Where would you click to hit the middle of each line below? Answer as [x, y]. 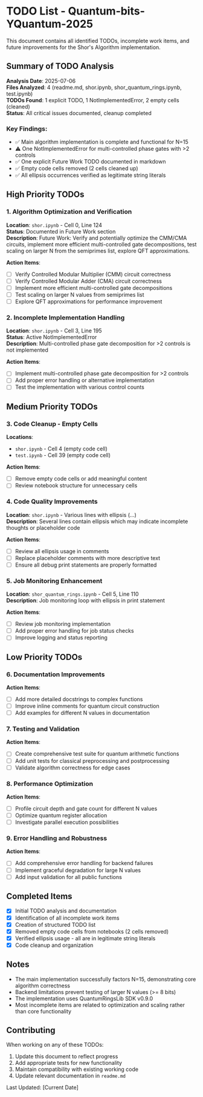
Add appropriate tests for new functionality [69, 1063]
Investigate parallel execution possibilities [67, 822]
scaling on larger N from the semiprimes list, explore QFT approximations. [98, 251]
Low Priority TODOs [44, 657]
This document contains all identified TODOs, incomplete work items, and [98, 41]
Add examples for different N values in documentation [82, 713]
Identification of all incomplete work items [67, 918]
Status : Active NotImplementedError [52, 337]
